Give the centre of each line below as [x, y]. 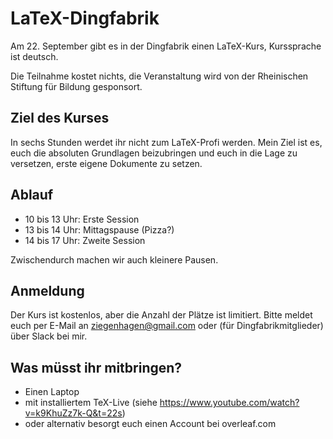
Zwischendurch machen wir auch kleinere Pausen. [114, 259]
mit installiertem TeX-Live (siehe [91, 403]
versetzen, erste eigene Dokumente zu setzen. [106, 163]
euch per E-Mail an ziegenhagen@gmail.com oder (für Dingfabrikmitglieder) [167, 326]
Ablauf [32, 195]
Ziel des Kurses [60, 118]
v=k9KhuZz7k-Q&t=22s [73, 413]
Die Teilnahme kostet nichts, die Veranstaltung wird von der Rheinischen [159, 76]
